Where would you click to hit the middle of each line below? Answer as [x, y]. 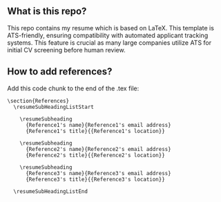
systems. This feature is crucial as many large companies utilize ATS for [109, 42]
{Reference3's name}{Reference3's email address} [98, 173]
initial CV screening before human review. [66, 50]
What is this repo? [47, 11]
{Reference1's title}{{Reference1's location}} [95, 131]
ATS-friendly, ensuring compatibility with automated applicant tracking [108, 35]
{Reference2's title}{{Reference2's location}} [95, 155]
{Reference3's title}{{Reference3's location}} [95, 179]
